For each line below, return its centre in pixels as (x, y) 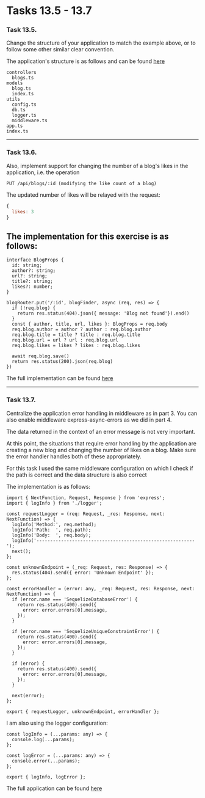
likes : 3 (23, 211)
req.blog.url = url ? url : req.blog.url (65, 340)
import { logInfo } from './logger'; (54, 503)
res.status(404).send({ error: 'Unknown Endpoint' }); (83, 573)
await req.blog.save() (41, 356)
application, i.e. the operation (43, 172)
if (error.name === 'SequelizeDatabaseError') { (75, 599)
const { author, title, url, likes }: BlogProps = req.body (90, 324)
